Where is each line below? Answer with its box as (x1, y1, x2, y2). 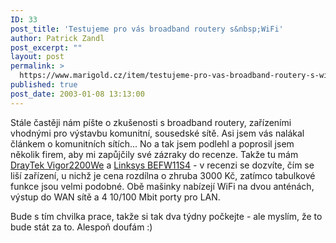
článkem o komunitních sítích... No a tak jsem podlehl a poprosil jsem (10, 137, 295, 150)
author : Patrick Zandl (10, 33, 105, 43)
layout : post (10, 52, 65, 62)
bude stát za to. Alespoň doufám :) (10, 221, 153, 233)
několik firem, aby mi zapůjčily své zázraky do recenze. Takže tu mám (10, 148, 299, 160)
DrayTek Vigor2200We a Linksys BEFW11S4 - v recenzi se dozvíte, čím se (10, 159, 315, 171)
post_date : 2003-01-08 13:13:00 (10, 89, 145, 99)
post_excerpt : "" (10, 42, 83, 53)
